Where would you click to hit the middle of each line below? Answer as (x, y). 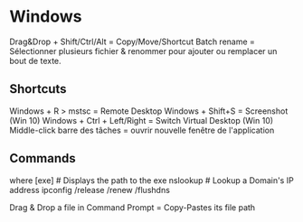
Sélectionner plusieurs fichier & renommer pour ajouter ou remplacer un (143, 51)
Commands (43, 158)
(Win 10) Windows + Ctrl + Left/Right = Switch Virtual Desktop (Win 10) (142, 120)
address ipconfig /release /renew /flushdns (90, 190)
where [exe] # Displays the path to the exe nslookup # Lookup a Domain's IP (151, 180)
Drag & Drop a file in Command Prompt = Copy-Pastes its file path (133, 207)
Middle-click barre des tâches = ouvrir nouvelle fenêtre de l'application (142, 130)
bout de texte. (35, 60)
